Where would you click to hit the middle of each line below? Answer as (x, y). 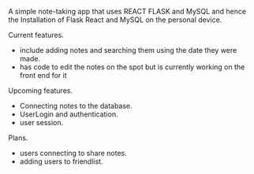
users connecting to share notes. (73, 153)
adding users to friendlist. (61, 161)
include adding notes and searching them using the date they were (128, 50)
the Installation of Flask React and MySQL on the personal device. (115, 20)
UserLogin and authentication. (69, 114)
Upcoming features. (41, 91)
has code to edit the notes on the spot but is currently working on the (132, 67)
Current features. (36, 35)
